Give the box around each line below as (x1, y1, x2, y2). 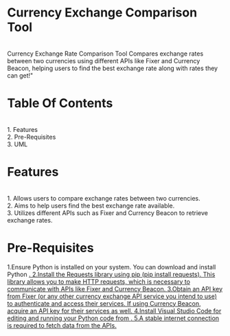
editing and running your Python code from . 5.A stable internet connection (7, 314, 220, 322)
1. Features (7, 125, 38, 133)
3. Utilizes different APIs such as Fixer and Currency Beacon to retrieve (7, 208, 208, 217)
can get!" (7, 71, 34, 80)
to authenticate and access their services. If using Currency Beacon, (7, 299, 201, 307)
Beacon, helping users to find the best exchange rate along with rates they (7, 64, 218, 72)
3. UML (7, 139, 28, 148)
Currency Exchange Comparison (7, 5, 198, 21)
